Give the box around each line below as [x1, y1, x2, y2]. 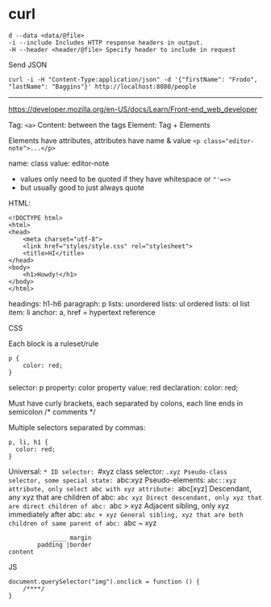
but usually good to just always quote [19, 183, 145, 192]
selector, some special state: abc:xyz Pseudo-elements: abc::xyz [8, 474, 237, 485]
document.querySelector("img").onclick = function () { [8, 577, 200, 586]
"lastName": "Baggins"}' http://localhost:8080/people [8, 82, 197, 91]
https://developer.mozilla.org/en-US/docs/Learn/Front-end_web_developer [8, 104, 258, 114]
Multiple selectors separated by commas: [8, 422, 146, 432]
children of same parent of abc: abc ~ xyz [8, 518, 157, 528]
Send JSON [8, 60, 48, 70]
